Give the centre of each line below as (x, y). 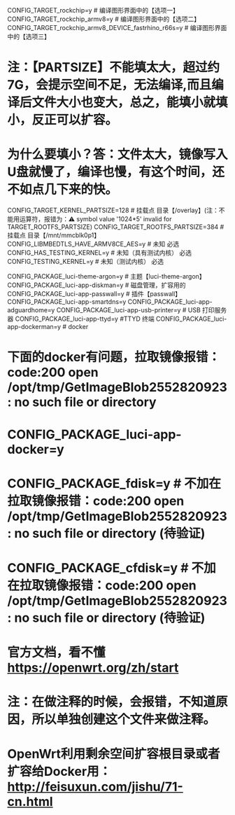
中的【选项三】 (29, 36)
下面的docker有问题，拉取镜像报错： (114, 357)
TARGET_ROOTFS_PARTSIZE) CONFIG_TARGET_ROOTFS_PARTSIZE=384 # (116, 227)
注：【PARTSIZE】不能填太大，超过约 (114, 68)
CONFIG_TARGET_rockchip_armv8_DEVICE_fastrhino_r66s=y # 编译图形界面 (117, 28)
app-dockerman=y (34, 327)
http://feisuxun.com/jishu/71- (95, 787)
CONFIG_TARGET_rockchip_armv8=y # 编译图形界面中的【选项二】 (104, 19)
